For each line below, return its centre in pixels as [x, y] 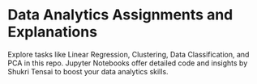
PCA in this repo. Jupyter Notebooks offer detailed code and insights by [128, 63]
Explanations [53, 32]
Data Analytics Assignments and [120, 15]
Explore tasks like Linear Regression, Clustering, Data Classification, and [128, 54]
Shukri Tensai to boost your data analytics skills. [88, 71]
